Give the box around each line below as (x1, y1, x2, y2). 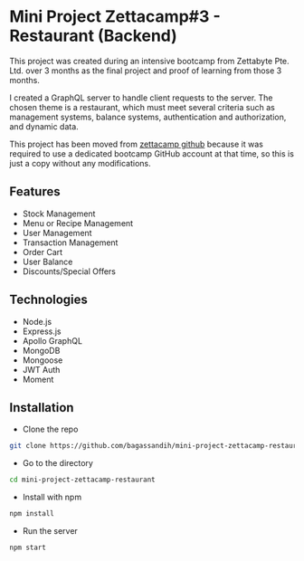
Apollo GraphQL (22, 335, 83, 346)
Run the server (22, 526, 79, 536)
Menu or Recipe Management (22, 217, 134, 228)
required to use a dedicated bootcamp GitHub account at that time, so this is (9, 147, 294, 159)
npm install (9, 509, 54, 518)
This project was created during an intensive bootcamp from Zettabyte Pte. (9, 55, 290, 66)
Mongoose (22, 355, 63, 366)
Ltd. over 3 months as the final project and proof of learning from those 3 (9, 65, 282, 76)
